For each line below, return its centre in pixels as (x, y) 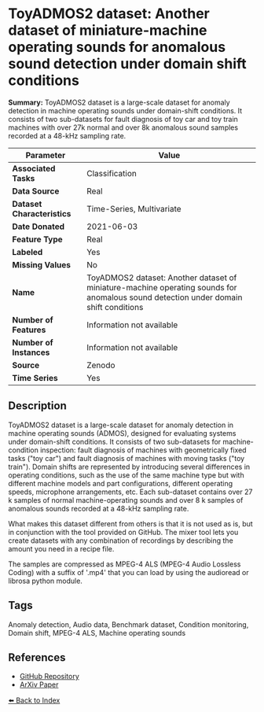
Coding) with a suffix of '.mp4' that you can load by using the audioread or (128, 572)
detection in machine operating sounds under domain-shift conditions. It (125, 110)
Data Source (36, 191)
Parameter (46, 155)
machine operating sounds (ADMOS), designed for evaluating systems (122, 433)
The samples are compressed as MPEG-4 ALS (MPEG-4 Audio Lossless (125, 564)
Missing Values (41, 264)
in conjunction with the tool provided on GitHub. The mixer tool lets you (123, 532)
